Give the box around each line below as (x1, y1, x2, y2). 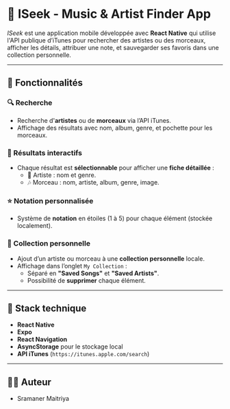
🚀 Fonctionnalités (7, 77, 84, 89)
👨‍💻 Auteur (7, 376, 51, 388)
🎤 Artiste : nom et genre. (27, 171, 97, 179)
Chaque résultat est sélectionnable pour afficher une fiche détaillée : (16, 163, 214, 172)
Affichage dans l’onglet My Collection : (16, 261, 128, 270)
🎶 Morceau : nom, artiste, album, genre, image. (27, 178, 159, 186)
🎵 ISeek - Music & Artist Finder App (7, 6, 211, 22)
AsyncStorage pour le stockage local (16, 342, 123, 351)
